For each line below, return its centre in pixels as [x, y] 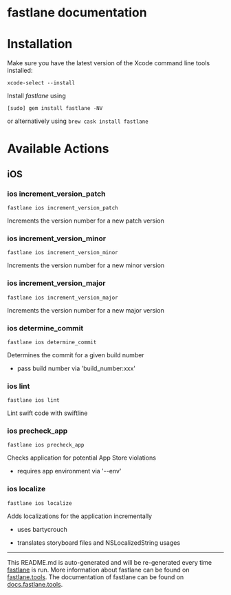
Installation [40, 44]
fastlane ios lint [33, 401]
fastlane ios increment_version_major [63, 297]
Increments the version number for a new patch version [86, 221]
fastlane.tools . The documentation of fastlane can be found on [96, 577]
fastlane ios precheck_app [46, 445]
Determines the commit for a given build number [76, 355]
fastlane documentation [77, 13]
